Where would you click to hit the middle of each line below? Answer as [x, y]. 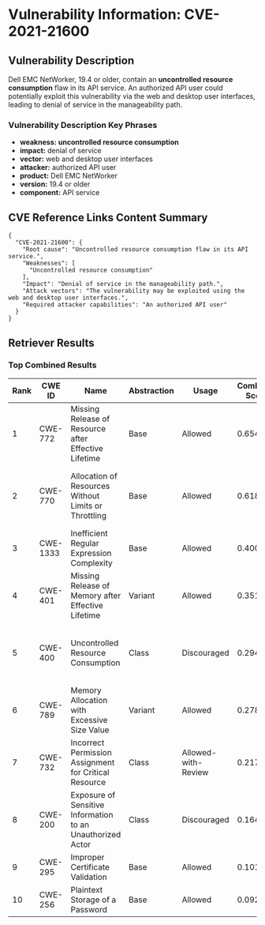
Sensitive [88, 805]
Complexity [91, 562]
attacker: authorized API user [68, 167]
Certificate [90, 867]
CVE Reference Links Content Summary [108, 218]
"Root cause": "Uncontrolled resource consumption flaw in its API [135, 250]
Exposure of [93, 795]
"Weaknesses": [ [49, 263]
